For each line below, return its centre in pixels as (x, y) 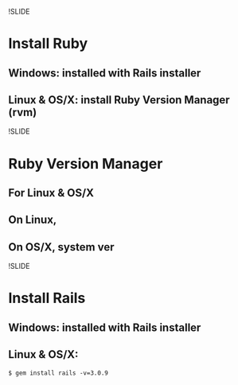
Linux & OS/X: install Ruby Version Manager (119, 100)
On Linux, (33, 220)
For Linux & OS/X (51, 193)
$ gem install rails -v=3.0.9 (59, 373)
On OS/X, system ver (61, 247)
